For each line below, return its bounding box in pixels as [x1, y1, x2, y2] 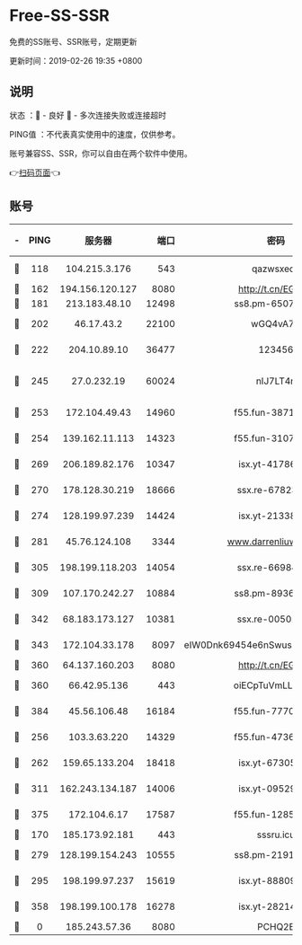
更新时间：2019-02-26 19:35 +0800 [9, 55, 143, 66]
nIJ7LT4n [255, 375, 297, 387]
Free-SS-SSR [9, 5, 110, 26]
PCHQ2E [257, 920, 295, 932]
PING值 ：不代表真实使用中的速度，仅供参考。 [9, 128, 181, 139]
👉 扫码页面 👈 [9, 167, 61, 178]
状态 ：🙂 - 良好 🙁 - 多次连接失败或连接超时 [9, 110, 166, 120]
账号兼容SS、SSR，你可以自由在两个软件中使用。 [9, 147, 192, 158]
